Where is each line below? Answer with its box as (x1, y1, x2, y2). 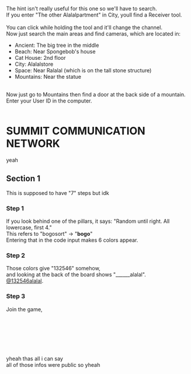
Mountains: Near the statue (14, 73, 82, 80)
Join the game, (6, 305, 43, 313)
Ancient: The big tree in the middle (14, 41, 99, 49)
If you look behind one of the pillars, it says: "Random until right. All (6, 218, 170, 225)
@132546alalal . (6, 277, 44, 285)
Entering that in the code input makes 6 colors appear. (6, 236, 138, 244)
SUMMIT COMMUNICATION (6, 124, 146, 138)
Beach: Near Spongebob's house (14, 48, 96, 55)
